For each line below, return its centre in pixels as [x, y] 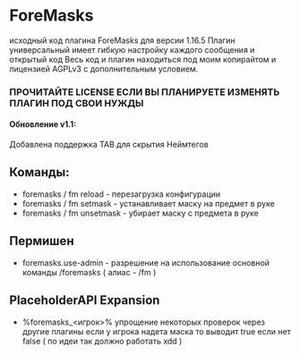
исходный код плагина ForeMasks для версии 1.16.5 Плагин [122, 40]
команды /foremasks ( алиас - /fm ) [89, 272]
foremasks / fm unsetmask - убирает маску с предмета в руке [141, 213]
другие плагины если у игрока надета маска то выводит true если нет [156, 331]
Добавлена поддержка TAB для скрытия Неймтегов [109, 145]
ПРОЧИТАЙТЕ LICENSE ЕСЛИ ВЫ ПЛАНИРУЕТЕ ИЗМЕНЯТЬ [145, 92]
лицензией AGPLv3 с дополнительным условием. [104, 69]
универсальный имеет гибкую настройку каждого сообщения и [132, 49]
